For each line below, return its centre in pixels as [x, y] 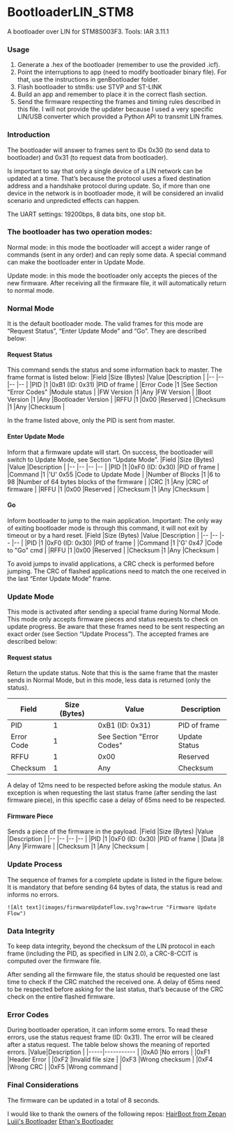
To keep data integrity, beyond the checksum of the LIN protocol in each [111, 946]
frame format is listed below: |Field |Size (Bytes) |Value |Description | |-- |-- [116, 377]
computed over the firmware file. [54, 961]
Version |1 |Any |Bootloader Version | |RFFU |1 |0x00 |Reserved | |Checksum [117, 400]
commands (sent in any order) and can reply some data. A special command [117, 255]
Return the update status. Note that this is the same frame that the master [113, 673]
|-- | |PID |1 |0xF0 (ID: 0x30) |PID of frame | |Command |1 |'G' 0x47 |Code [117, 543]
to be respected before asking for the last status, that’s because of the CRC [116, 989]
